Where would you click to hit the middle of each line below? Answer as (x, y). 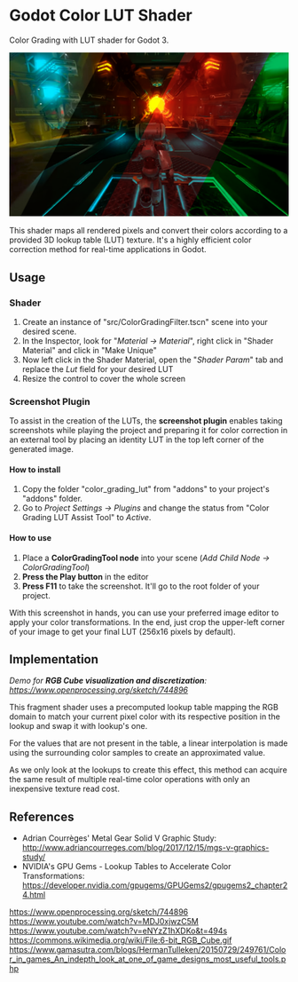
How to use (30, 538)
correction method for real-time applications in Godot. (108, 249)
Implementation (54, 659)
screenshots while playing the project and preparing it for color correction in (149, 431)
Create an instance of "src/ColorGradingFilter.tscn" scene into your (145, 321)
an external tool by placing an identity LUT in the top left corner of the (137, 440)
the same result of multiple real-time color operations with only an (129, 780)
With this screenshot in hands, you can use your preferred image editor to (144, 613)
